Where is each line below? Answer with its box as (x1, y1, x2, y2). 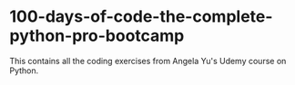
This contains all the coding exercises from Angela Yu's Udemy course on (9, 55, 287, 66)
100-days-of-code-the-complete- (9, 6, 273, 27)
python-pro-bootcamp (9, 25, 185, 46)
